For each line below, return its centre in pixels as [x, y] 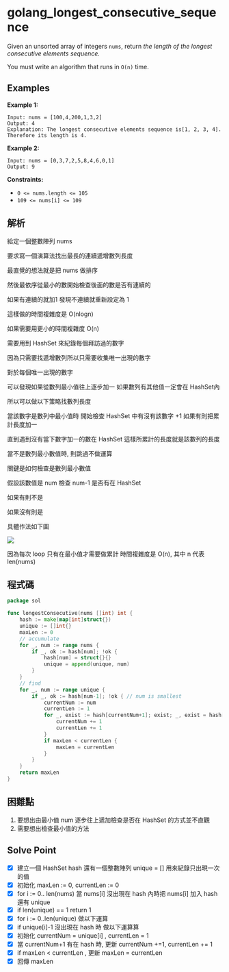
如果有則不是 [25, 497]
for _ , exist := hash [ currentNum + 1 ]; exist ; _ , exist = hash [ [134, 715]
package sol [24, 601]
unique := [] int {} [45, 626]
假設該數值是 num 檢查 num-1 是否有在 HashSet [74, 483]
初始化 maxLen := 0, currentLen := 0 [68, 885]
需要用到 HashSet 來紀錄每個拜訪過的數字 [66, 343]
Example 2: [23, 148]
